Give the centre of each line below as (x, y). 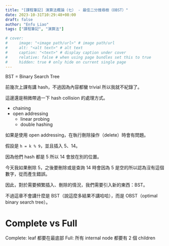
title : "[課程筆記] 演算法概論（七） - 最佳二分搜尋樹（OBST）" (67, 10)
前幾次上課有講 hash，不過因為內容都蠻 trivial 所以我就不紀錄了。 (74, 87)
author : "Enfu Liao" (27, 24)
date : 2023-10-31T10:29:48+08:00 (41, 15)
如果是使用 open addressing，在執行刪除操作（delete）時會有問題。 (77, 135)
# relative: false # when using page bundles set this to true (78, 57)
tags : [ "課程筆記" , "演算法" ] (35, 29)
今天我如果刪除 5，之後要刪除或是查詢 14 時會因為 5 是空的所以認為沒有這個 (85, 168)
